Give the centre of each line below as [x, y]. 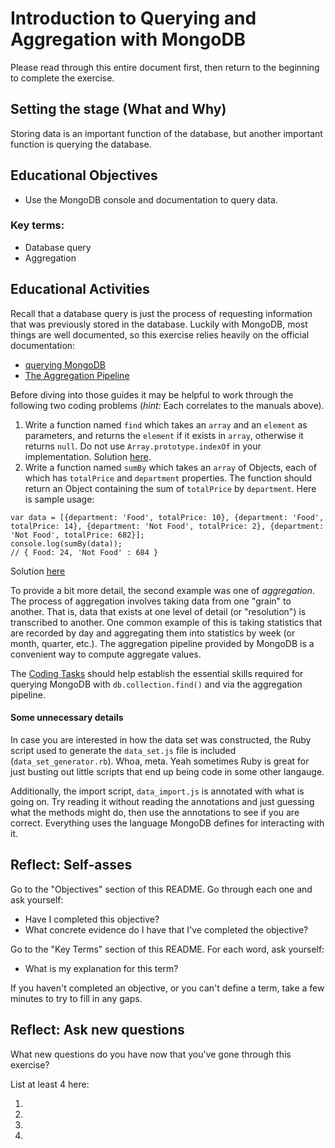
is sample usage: [59, 499]
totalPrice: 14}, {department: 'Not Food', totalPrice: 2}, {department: [167, 526]
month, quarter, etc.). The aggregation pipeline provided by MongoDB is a [162, 643]
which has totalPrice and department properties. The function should [168, 478]
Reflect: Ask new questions [97, 1030]
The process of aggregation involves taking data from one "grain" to [151, 601]
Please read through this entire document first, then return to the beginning [165, 67]
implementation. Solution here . [88, 456]
